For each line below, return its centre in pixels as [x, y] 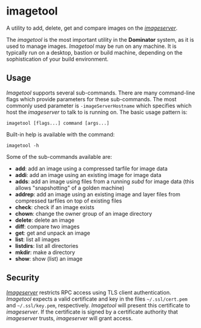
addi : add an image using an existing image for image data [88, 175]
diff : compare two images [47, 226]
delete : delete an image [44, 220]
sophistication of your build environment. [58, 59]
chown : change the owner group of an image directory [84, 213]
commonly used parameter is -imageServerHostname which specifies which [99, 105]
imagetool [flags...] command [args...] [58, 123]
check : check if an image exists [55, 207]
